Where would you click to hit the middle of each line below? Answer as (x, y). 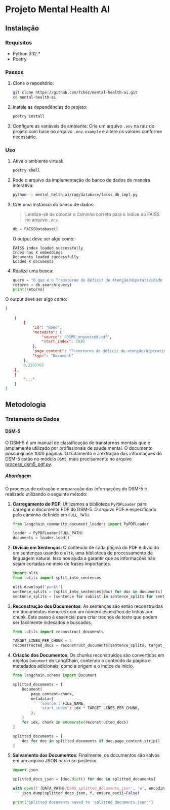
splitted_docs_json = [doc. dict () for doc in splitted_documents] (84, 779)
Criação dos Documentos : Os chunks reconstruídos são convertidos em (88, 655)
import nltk (25, 573)
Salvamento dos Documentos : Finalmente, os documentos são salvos (86, 755)
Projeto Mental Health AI (58, 9)
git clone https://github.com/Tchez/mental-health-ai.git (75, 92)
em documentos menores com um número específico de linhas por (82, 611)
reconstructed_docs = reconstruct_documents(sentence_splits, (79, 646)
